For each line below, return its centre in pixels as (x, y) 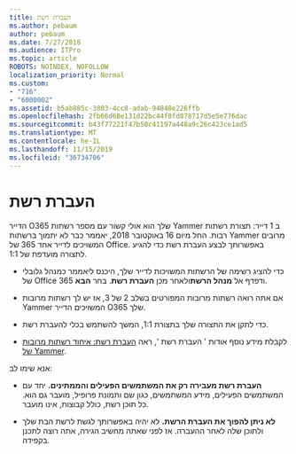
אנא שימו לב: (31, 368)
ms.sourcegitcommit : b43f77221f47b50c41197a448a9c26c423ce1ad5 (129, 125)
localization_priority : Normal (67, 75)
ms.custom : (29, 83)
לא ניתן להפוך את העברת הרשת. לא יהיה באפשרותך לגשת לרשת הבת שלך (149, 421)
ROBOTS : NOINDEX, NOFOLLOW (59, 67)
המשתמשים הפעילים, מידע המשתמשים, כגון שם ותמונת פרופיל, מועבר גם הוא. (152, 395)
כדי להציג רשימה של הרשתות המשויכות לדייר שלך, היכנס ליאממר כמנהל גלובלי (153, 271)
